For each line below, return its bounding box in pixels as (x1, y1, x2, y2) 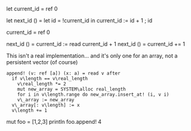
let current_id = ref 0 (6, 5, 58, 12)
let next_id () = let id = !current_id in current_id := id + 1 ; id (6, 17, 153, 24)
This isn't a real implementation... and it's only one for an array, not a (6, 52, 178, 59)
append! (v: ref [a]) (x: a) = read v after (6, 70, 121, 76)
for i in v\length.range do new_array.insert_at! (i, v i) (17, 92, 170, 98)
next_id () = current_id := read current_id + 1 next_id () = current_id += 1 (6, 41, 186, 47)
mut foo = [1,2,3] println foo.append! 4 (6, 118, 102, 125)
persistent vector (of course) (6, 59, 78, 65)
